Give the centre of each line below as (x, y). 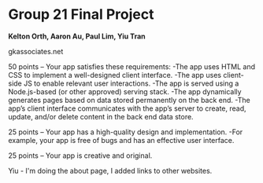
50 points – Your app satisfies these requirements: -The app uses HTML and (132, 66)
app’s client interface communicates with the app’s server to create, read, (127, 108)
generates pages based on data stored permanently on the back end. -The (129, 100)
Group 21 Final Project (81, 15)
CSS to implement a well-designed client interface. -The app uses (115, 75)
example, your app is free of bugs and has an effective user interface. (121, 140)
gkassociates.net (36, 51)
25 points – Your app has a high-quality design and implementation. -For (126, 132)
